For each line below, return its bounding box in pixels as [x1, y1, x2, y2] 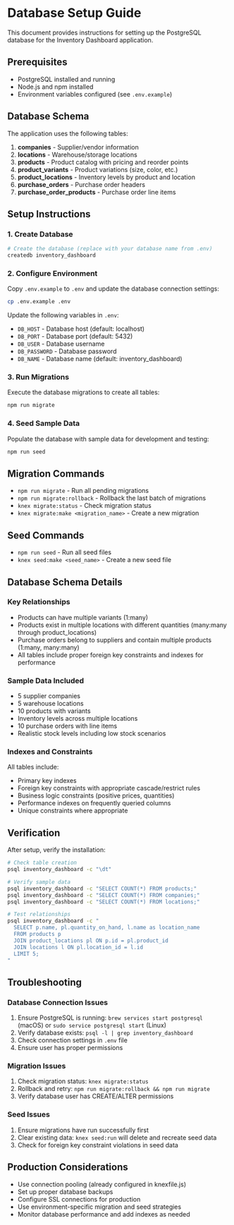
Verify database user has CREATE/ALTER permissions [17, 1092, 174, 1101]
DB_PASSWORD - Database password [17, 347, 117, 355]
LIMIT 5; [13, 950, 39, 957]
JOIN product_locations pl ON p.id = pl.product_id [13, 937, 169, 944]
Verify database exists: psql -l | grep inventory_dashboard [17, 1028, 194, 1037]
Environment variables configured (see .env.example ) [17, 90, 173, 98]
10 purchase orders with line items [17, 721, 118, 731]
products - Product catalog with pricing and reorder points [17, 157, 189, 166]
